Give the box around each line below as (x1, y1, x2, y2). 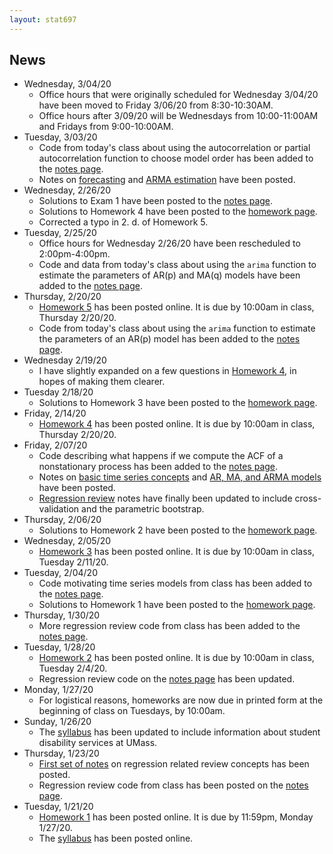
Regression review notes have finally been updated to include (38, 492, 293, 505)
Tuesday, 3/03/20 (23, 131, 98, 143)
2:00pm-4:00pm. (38, 248, 111, 260)
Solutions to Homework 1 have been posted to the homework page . (38, 599, 316, 611)
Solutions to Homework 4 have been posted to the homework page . (38, 206, 318, 218)
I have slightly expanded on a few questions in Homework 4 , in (38, 365, 297, 377)
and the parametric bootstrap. (81, 503, 205, 515)
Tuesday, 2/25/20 (23, 227, 97, 239)
